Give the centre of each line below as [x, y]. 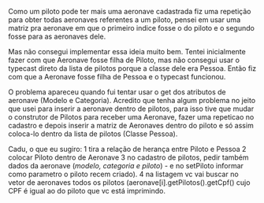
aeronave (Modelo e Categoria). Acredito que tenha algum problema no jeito [132, 100]
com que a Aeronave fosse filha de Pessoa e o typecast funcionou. [117, 77]
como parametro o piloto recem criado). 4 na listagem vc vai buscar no [123, 174]
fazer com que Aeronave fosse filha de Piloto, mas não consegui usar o [124, 60]
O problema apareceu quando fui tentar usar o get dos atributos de [117, 92]
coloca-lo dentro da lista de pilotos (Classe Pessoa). [93, 134]
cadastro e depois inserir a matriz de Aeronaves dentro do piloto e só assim [131, 125]
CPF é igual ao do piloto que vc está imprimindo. [87, 191]
